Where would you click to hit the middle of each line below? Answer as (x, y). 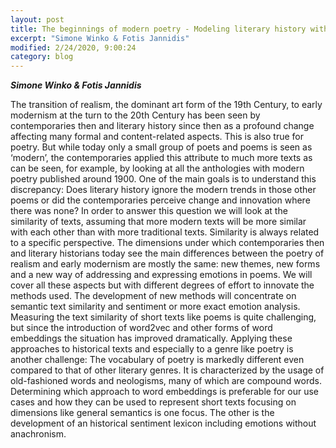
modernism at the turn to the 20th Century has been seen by (135, 115)
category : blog (42, 57)
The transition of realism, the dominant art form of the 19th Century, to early (166, 105)
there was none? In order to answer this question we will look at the (149, 211)
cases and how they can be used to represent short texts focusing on (153, 402)
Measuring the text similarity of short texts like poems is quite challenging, (163, 317)
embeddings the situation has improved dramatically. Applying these (151, 338)
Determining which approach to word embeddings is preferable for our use (164, 392)
